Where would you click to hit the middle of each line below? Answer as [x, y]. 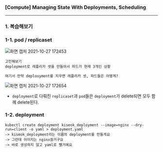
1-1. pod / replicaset [29, 40]
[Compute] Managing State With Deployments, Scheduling [76, 7]
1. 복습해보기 [19, 27]
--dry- [138, 125]
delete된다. [28, 102]
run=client [16, 129]
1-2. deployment [25, 115]
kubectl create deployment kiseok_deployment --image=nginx [67, 125]
